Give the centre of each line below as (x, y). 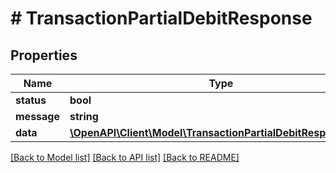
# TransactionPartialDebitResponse (161, 18)
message (37, 116)
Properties (44, 55)
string (84, 116)
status (31, 100)
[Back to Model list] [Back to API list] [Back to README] (125, 157)
